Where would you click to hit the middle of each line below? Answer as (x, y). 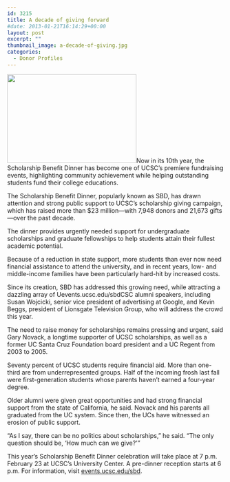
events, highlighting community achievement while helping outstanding (108, 175)
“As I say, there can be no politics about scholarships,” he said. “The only (111, 435)
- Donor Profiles (38, 59)
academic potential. (35, 246)
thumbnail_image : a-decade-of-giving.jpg (67, 45)
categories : (24, 52)
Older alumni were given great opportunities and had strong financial (105, 400)
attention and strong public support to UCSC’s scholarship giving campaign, (115, 203)
